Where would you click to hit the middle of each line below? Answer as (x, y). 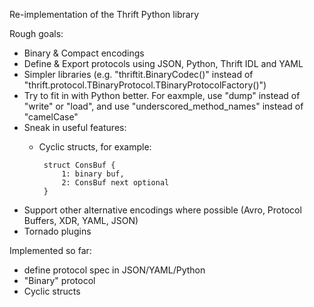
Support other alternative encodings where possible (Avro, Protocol (162, 210)
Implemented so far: (50, 250)
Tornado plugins (57, 231)
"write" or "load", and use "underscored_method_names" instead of (163, 106)
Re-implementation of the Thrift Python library (104, 14)
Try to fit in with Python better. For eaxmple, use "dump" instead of (162, 95)
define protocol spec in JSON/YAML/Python (114, 270)
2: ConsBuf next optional (115, 183)
